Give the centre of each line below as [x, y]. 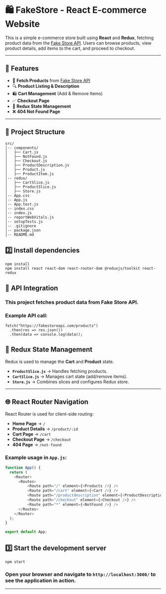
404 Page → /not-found [37, 444]
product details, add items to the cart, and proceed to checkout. [70, 48]
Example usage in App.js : [36, 457]
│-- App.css [17, 195]
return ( [19, 472]
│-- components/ [22, 148]
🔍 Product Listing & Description [46, 86]
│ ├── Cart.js [22, 152]
